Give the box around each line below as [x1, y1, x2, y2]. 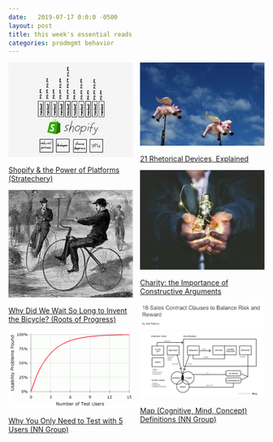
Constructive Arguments [140, 287, 222, 297]
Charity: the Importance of [140, 278, 229, 288]
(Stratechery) [8, 173, 54, 183]
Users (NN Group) [8, 425, 69, 435]
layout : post [8, 21, 53, 30]
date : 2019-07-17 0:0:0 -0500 [8, 13, 118, 21]
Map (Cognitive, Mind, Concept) [140, 405, 248, 415]
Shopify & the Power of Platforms [8, 165, 120, 175]
